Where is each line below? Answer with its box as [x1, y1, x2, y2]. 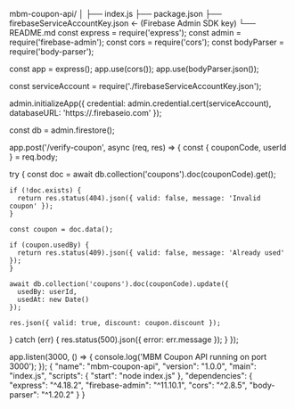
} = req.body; [9, 151, 58, 162]
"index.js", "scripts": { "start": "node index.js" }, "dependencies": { [9, 371, 253, 380]
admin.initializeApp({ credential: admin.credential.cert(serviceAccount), [9, 98, 272, 109]
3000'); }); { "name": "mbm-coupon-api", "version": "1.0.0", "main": [9, 361, 257, 372]
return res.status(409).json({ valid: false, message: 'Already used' [17, 249, 285, 258]
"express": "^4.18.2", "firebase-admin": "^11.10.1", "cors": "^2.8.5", [9, 380, 248, 390]
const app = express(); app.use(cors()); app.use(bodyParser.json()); [9, 63, 260, 74]
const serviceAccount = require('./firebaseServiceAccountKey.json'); [9, 81, 262, 91]
